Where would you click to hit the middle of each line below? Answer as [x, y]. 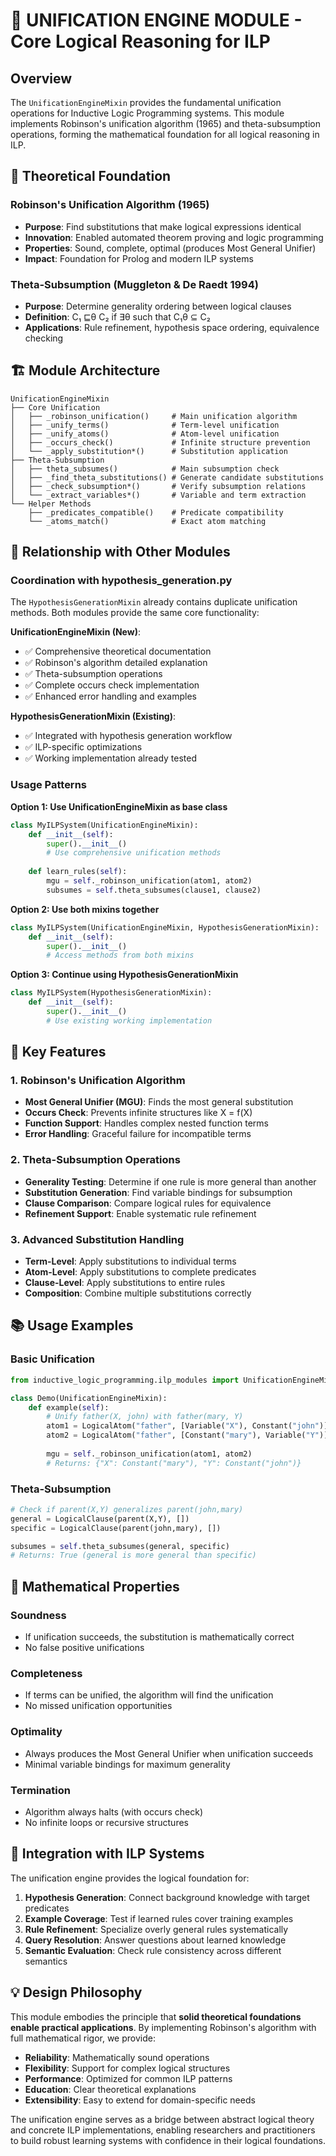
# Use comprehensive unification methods [134, 853]
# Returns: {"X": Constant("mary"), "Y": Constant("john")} [174, 1463]
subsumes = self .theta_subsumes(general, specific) [120, 1546]
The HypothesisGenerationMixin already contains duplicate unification [154, 602]
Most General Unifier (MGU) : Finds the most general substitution [159, 1102]
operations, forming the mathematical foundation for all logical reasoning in [165, 134]
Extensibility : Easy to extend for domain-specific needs [140, 2100]
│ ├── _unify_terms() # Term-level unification [145, 425]
